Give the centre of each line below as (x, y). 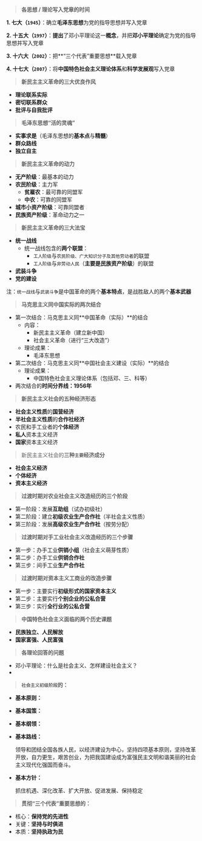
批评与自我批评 (34, 110)
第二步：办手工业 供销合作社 (50, 558)
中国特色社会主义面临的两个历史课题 (66, 619)
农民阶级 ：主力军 (36, 184)
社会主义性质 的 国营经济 (44, 412)
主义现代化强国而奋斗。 (44, 765)
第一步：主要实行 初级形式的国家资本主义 (66, 591)
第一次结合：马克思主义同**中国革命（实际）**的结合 (82, 317)
